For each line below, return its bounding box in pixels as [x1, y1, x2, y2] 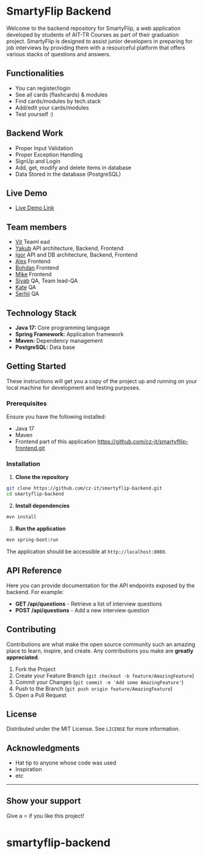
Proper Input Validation [15, 144, 73, 152]
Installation [6, 460, 41, 468]
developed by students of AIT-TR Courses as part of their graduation [6, 31, 179, 38]
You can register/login [15, 84, 71, 92]
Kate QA [15, 284, 37, 291]
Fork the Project [15, 665, 56, 673]
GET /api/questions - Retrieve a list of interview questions [15, 600, 162, 607]
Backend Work [6, 128, 63, 139]
